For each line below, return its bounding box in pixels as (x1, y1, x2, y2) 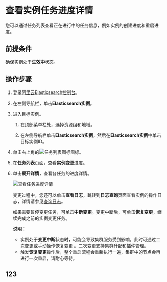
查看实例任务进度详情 (5, 5, 94, 16)
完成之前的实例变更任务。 (17, 215, 70, 221)
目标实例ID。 (20, 138, 47, 144)
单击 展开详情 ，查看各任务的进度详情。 (12, 170, 92, 176)
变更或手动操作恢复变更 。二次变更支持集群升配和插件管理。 (24, 242, 149, 249)
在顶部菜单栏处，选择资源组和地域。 (20, 121, 95, 127)
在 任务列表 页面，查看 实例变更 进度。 (12, 159, 88, 166)
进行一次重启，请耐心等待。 (20, 255, 78, 261)
